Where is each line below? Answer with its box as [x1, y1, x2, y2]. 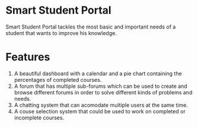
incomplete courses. [14, 114, 65, 121]
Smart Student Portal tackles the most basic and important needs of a [5, 23, 176, 30]
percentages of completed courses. [14, 76, 102, 83]
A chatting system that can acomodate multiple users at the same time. [14, 101, 188, 109]
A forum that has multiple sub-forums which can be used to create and [14, 82, 187, 90]
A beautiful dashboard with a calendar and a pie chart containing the [14, 69, 182, 77]
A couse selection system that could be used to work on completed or [14, 107, 186, 115]
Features [5, 50, 50, 64]
